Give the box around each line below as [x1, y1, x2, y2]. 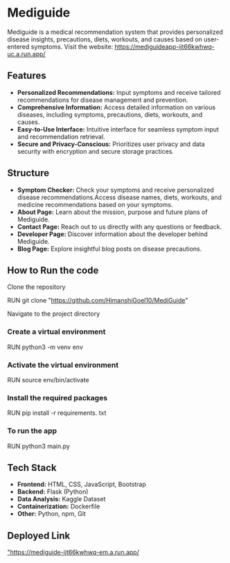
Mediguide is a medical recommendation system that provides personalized [7, 28, 224, 36]
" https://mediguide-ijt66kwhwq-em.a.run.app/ [7, 548, 140, 557]
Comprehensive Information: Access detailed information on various [17, 102, 216, 111]
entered [7, 42, 30, 51]
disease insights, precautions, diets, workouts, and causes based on [7, 35, 203, 43]
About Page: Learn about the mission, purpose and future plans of [17, 208, 208, 216]
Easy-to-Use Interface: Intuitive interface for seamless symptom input [17, 125, 220, 133]
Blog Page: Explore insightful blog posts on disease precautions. [17, 244, 202, 253]
